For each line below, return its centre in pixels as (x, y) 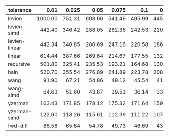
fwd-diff (18, 126)
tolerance (20, 10)
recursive (19, 64)
